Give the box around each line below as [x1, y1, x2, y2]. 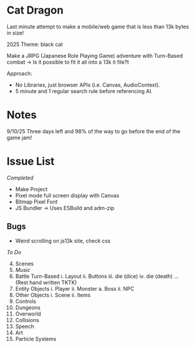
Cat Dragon [6, 4, 64, 17]
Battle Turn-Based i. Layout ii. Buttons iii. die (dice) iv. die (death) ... [15, 273, 179, 280]
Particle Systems [15, 335, 57, 342]
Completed [6, 174, 34, 181]
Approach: [6, 70, 32, 77]
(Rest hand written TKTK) [15, 278, 77, 286]
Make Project [15, 185, 48, 192]
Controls [15, 297, 37, 304]
